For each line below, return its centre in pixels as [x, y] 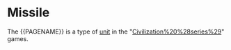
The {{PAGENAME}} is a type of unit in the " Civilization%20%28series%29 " [116, 32]
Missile [29, 13]
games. [18, 38]
